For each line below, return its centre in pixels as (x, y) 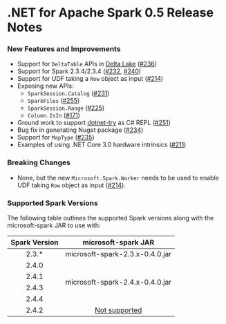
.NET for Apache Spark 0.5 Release (111, 13)
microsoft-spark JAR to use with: (54, 225)
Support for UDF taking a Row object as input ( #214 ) (90, 79)
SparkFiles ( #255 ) (54, 101)
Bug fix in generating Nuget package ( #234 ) (80, 130)
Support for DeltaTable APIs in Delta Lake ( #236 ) (87, 64)
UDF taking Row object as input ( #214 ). (71, 185)
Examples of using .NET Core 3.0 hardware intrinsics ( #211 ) (102, 145)
